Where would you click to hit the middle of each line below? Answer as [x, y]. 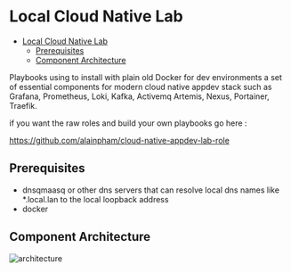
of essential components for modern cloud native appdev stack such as [141, 87]
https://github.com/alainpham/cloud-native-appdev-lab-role [119, 140]
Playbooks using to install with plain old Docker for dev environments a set [146, 77]
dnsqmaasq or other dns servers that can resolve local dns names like [151, 190]
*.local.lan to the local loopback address [95, 199]
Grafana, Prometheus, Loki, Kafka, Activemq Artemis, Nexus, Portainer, [139, 96]
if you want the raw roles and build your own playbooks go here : [128, 123]
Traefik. [23, 105]
